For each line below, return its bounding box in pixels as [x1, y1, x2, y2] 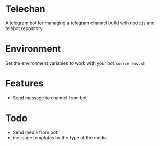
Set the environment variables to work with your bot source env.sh [5, 60, 146, 66]
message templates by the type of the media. [12, 134, 108, 140]
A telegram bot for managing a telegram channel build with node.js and [5, 20, 155, 26]
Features [5, 78, 44, 90]
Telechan [5, 3, 46, 15]
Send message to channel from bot [12, 95, 87, 101]
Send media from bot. [12, 129, 59, 135]
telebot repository [5, 25, 43, 31]
